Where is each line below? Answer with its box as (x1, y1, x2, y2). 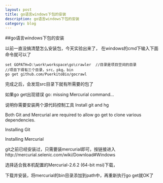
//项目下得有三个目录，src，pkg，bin (5, 67, 74, 73)
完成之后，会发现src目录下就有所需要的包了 (5, 81, 94, 87)
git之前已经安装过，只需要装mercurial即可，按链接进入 (5, 146, 116, 152)
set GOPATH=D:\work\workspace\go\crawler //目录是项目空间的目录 (5, 62, 137, 67)
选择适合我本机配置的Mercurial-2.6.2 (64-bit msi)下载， (5, 162, 118, 168)
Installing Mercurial (5, 136, 44, 142)
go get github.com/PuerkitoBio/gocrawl (5, 72, 87, 77)
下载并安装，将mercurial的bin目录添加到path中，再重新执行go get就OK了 (5, 173, 154, 179)
